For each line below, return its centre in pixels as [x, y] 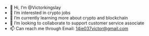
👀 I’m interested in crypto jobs [40, 13]
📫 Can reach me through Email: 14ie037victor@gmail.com [69, 28]
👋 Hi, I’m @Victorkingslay [35, 8]
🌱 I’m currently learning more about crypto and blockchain [69, 18]
